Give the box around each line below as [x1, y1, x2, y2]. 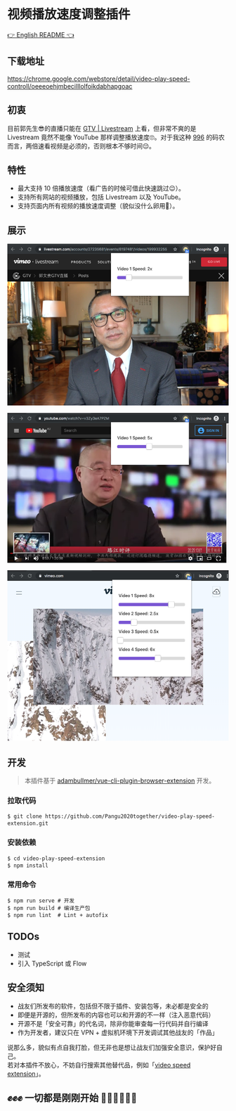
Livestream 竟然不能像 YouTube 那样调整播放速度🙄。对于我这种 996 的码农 [7, 133, 225, 141]
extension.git [7, 820, 49, 827]
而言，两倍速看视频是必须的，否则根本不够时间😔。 [7, 141, 156, 150]
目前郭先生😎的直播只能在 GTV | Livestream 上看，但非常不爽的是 [7, 124, 197, 132]
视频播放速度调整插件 [7, 6, 131, 23]
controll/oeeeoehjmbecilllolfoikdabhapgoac [7, 82, 133, 90]
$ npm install [7, 862, 49, 869]
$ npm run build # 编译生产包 [7, 904, 91, 911]
